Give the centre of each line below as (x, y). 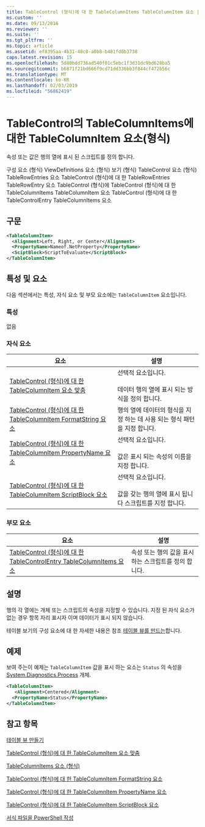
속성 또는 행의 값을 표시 (162, 552)
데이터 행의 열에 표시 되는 (152, 390)
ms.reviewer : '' (27, 29)
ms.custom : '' (24, 18)
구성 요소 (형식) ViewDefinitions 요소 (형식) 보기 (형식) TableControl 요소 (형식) (102, 170)
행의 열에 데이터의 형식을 (151, 410)
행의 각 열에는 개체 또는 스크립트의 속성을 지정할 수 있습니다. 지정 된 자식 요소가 (101, 610)
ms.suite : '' (23, 35)
